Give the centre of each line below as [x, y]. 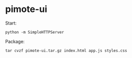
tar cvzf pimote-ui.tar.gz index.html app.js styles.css [66, 50]
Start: [11, 23]
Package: [15, 41]
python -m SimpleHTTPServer [35, 32]
